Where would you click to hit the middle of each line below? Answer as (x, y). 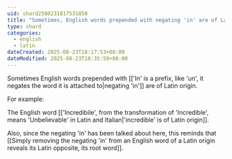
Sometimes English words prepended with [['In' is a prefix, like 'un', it (105, 78)
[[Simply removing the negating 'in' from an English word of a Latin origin (111, 140)
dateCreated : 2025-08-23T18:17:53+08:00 (66, 53)
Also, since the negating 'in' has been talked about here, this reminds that (112, 133)
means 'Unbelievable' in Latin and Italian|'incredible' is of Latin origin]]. (108, 120)
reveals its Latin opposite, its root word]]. (65, 148)
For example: (26, 99)
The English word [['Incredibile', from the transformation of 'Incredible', (108, 112)
